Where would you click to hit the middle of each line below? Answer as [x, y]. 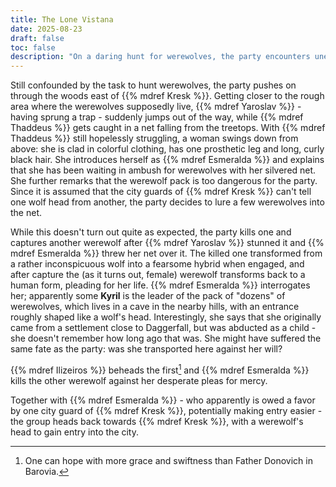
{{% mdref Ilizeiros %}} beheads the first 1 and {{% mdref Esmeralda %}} [160, 369]
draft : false [37, 38]
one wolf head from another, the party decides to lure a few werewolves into [167, 202]
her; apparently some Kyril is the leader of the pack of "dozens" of [148, 296]
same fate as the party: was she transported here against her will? [146, 349]
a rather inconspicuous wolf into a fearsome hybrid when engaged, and [157, 264]
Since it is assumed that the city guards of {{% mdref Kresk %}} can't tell [161, 192]
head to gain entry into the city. [75, 432]
